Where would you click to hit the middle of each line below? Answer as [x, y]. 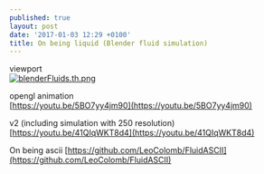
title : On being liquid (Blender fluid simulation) [108, 43]
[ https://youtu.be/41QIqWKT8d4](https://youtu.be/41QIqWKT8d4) [132, 133]
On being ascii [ [38, 150]
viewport [26, 69]
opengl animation [42, 96]
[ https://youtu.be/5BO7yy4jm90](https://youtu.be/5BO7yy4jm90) [131, 106]
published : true [40, 18]
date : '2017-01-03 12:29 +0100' [70, 34]
